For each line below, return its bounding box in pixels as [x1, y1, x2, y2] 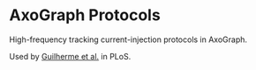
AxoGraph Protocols [9, 5, 161, 25]
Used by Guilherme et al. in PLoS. [9, 51, 132, 61]
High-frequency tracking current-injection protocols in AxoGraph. [9, 34, 248, 45]
